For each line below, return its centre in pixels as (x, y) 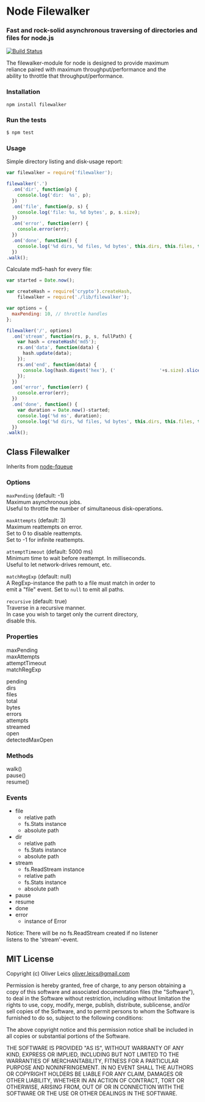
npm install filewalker (37, 104)
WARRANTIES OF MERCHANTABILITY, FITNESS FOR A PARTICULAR (92, 1061)
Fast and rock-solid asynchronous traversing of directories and (102, 31)
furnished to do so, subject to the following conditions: (75, 1018)
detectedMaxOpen (30, 740)
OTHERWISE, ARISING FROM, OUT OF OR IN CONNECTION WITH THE (95, 1087)
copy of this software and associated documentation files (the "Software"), (101, 992)
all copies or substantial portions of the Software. (68, 1036)
